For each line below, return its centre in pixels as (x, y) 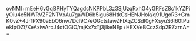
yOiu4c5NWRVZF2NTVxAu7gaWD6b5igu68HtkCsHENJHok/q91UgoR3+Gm (98, 15)
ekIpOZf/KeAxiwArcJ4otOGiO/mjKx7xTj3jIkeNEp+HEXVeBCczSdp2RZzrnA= (98, 27)
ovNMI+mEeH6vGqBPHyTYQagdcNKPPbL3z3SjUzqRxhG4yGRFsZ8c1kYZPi (98, 8)
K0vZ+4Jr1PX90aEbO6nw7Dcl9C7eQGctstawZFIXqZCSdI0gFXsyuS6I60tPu (98, 21)
